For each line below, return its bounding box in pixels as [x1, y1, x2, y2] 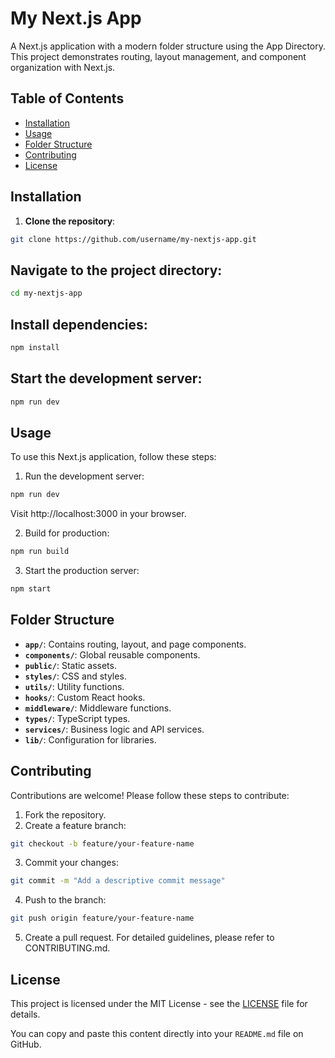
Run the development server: [24, 470, 145, 482]
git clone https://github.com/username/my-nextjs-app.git [10, 234, 257, 244]
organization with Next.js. [10, 61, 116, 73]
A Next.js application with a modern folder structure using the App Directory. [10, 40, 326, 52]
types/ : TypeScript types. [24, 712, 131, 724]
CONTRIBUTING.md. [24, 942, 111, 954]
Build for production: [24, 527, 110, 539]
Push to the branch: [24, 894, 107, 906]
